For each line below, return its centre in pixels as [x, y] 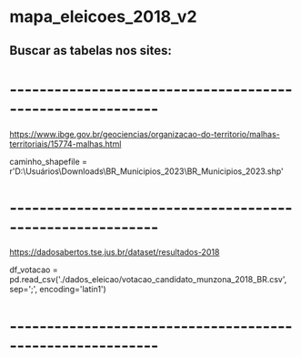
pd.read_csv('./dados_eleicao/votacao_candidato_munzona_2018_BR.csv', [148, 280]
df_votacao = [34, 270]
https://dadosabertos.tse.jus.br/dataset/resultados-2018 [115, 252]
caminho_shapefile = [49, 161]
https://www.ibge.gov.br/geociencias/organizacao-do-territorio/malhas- [145, 134]
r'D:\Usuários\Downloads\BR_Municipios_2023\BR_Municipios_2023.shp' [146, 171]
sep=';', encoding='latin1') [58, 290]
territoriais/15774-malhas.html [65, 144]
